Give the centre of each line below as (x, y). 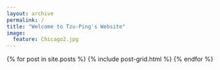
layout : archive (30, 14)
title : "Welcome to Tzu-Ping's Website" (66, 26)
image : (16, 33)
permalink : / (25, 20)
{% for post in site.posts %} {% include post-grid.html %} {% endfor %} (110, 59)
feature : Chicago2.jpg (46, 40)
